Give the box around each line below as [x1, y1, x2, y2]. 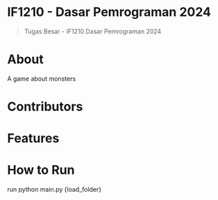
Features [7, 131, 60, 147]
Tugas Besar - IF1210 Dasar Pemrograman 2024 [24, 27, 162, 35]
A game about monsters [7, 74, 76, 83]
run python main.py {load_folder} [7, 185, 102, 194]
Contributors [7, 99, 83, 115]
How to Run [7, 162, 75, 178]
